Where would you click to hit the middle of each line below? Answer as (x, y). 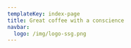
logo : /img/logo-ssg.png (50, 34)
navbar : (19, 27)
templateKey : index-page (44, 14)
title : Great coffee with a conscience (66, 20)
